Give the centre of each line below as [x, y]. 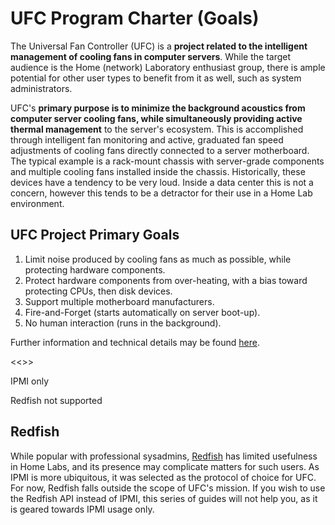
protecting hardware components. [95, 269]
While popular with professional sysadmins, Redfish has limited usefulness [164, 456]
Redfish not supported [56, 400]
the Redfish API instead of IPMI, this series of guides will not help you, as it [164, 498]
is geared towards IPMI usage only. [82, 509]
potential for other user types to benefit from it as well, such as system [156, 78]
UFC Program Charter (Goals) [135, 18]
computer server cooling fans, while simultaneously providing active [156, 118]
